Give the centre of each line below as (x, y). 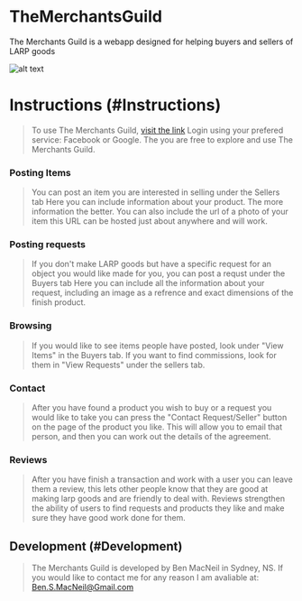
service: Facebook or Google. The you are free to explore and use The (162, 139)
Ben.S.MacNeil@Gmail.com (82, 587)
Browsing (31, 326)
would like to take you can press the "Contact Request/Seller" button (159, 418)
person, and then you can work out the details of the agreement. (151, 437)
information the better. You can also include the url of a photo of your (160, 212)
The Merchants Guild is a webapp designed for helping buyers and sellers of (151, 42)
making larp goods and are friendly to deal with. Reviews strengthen (158, 499)
